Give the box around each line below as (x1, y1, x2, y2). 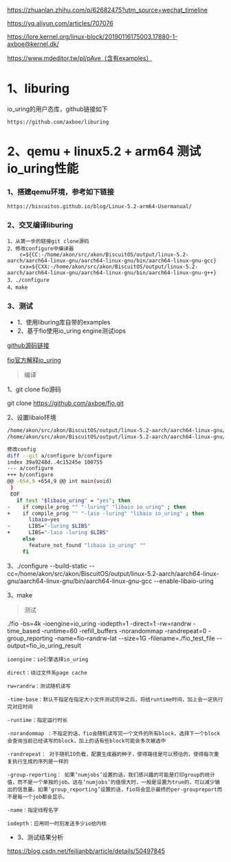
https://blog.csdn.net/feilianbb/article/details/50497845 (7, 847, 165, 855)
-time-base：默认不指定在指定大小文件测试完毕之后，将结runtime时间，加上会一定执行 (7, 696, 223, 703)
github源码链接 (7, 341, 49, 350)
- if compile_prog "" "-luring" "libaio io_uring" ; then (7, 503, 186, 511)
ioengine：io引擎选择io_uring (7, 656, 89, 663)
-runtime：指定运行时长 (7, 717, 68, 724)
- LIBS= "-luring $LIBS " (7, 523, 91, 530)
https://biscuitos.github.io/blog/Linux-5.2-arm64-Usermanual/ (7, 203, 192, 210)
